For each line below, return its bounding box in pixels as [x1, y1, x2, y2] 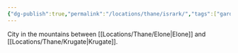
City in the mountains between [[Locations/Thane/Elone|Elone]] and [7, 30, 206, 38]
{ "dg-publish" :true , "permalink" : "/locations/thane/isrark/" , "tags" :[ [7, 10, 217, 18]
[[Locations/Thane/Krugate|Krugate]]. [7, 37, 118, 46]
